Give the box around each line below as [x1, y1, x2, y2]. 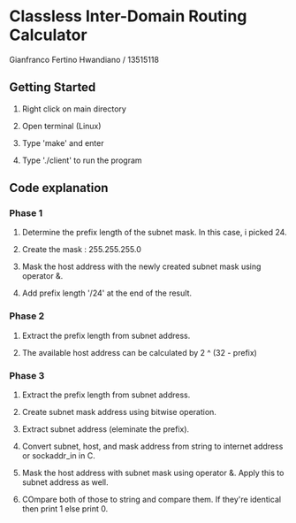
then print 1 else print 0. [21, 504, 109, 514]
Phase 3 [9, 369, 45, 381]
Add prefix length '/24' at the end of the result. [21, 288, 193, 298]
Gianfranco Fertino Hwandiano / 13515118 [9, 54, 159, 65]
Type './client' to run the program [21, 155, 143, 165]
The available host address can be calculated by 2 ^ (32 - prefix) [21, 347, 258, 358]
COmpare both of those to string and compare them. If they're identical [21, 494, 281, 505]
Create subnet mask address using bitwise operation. [21, 407, 216, 418]
